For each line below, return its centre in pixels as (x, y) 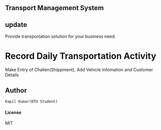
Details (12, 75)
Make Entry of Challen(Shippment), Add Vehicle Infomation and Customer (79, 70)
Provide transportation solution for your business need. (60, 37)
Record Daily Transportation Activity (81, 56)
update (16, 25)
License (13, 112)
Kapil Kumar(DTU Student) (31, 101)
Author (16, 90)
